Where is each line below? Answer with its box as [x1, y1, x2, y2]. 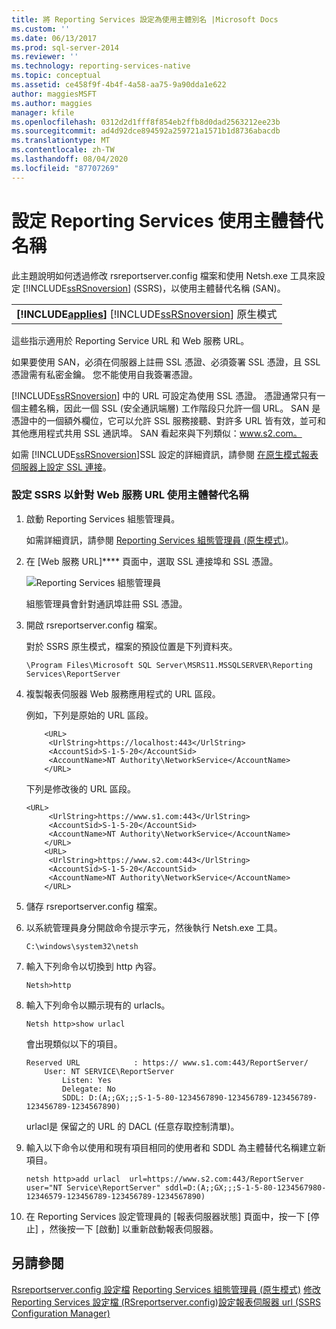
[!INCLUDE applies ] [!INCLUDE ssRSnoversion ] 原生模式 [16, 307, 278, 321]
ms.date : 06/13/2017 [11, 33, 98, 43]
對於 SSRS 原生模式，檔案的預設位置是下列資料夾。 [25, 640, 238, 652]
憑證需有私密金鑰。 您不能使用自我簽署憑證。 [11, 368, 198, 380]
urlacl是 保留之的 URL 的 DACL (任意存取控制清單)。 [25, 1120, 240, 1132]
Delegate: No [62, 1084, 116, 1094]
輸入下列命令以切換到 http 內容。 [25, 960, 162, 972]
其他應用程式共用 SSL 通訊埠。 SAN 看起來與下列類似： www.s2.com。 [11, 427, 303, 439]
